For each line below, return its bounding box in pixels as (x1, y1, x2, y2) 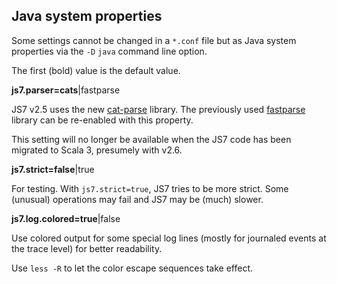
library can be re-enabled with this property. (11, 114, 194, 126)
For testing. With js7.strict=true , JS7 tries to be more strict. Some (11, 182, 289, 194)
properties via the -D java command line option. (11, 45, 208, 57)
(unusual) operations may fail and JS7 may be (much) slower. (11, 193, 264, 205)
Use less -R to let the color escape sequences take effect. (11, 262, 254, 274)
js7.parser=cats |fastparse (11, 84, 121, 96)
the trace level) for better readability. (11, 242, 163, 254)
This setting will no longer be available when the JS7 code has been (11, 133, 292, 145)
